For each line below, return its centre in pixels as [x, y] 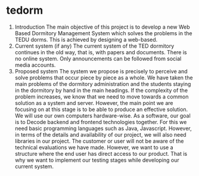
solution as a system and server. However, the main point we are [94, 103]
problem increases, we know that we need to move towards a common [102, 97]
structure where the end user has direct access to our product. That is [101, 153]
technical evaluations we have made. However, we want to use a [94, 147]
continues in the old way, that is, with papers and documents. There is [101, 52]
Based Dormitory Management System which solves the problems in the [103, 33]
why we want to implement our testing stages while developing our [97, 160]
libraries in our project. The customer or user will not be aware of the [99, 141]
